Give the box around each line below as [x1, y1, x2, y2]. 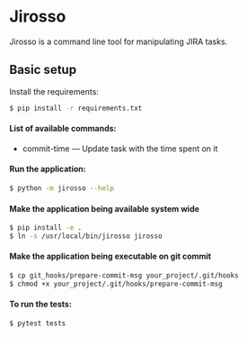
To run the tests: [9, 299, 72, 310]
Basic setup [9, 62, 77, 77]
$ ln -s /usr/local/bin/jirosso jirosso [9, 232, 163, 241]
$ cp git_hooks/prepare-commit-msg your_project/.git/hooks [9, 271, 240, 280]
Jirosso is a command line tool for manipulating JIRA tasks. [9, 36, 228, 47]
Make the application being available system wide [9, 203, 200, 214]
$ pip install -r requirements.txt [9, 104, 143, 113]
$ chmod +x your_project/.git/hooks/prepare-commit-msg [9, 279, 223, 288]
